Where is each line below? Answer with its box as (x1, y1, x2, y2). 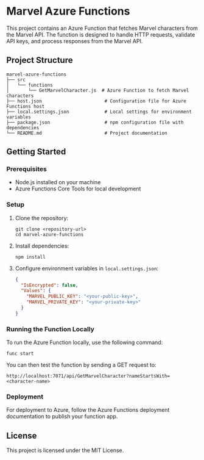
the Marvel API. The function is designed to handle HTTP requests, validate (6, 31, 195, 38)
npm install (15, 254, 46, 260)
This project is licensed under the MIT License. (6, 447, 124, 454)
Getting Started (6, 146, 66, 157)
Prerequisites (6, 165, 47, 173)
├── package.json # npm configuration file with (6, 119, 184, 126)
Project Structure (6, 55, 73, 65)
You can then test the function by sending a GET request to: (6, 361, 157, 368)
